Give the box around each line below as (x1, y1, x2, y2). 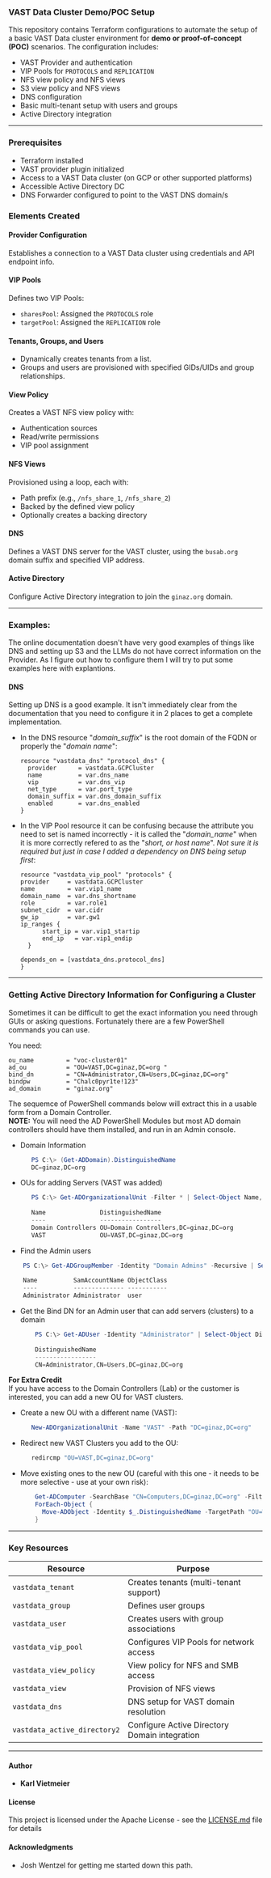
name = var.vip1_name (19, 885, 123, 893)
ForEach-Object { (35, 1500, 94, 1509)
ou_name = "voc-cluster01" (8, 1056, 128, 1064)
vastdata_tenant (12, 1583, 75, 1592)
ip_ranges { (19, 921, 60, 929)
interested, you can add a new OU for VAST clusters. (8, 1393, 184, 1402)
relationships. (19, 371, 65, 381)
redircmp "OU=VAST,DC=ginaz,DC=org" (31, 1454, 155, 1462)
